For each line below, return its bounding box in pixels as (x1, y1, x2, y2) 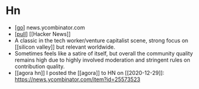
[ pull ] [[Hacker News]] (14, 30, 71, 37)
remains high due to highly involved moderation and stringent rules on (14, 56, 190, 63)
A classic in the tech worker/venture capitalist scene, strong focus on (14, 37, 189, 44)
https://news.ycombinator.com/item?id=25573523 (14, 76, 141, 83)
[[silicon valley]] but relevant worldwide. (14, 43, 116, 51)
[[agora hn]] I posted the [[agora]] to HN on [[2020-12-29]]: (14, 69, 165, 76)
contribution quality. (14, 62, 65, 70)
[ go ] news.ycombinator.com (14, 24, 85, 31)
